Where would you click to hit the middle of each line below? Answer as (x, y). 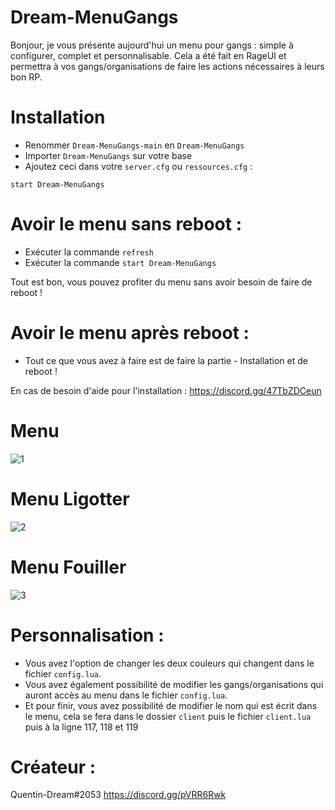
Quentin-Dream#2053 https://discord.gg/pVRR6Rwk (118, 795)
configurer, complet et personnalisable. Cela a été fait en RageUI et (148, 55)
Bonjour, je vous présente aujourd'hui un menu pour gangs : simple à (152, 45)
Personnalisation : (87, 635)
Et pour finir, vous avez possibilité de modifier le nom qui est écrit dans (171, 705)
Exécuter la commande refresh (89, 252)
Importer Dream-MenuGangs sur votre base (108, 155)
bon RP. (26, 77)
